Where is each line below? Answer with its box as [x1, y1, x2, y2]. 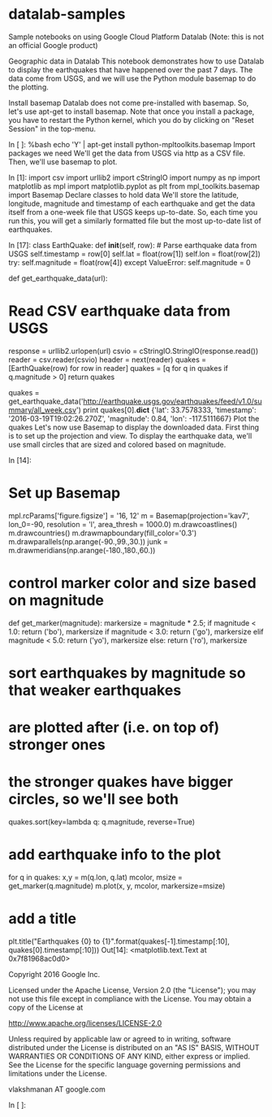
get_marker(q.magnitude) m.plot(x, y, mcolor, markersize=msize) [8, 881, 226, 891]
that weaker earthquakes [8, 681, 182, 700]
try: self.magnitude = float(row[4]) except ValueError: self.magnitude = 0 [8, 257, 251, 267]
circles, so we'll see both [8, 790, 179, 809]
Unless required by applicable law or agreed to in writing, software [8, 1034, 231, 1044]
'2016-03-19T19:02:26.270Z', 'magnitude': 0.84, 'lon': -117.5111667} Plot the [8, 413, 260, 423]
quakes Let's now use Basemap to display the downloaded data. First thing [8, 422, 260, 432]
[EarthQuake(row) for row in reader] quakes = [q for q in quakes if [8, 363, 229, 373]
